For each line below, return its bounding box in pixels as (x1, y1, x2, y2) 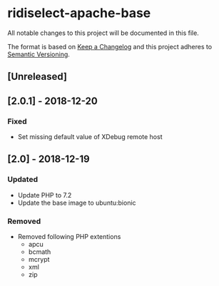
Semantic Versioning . (7, 50, 70, 58)
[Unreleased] (7, 71, 68, 83)
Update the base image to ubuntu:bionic (17, 198, 137, 207)
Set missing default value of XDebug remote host (17, 133, 163, 141)
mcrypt (28, 255, 50, 263)
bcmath (28, 247, 51, 256)
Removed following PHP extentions (17, 233, 121, 240)
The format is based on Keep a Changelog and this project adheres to (7, 42, 213, 51)
